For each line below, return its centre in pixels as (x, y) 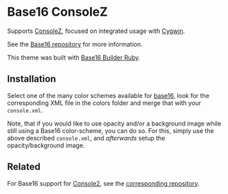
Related (24, 167)
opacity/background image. (46, 145)
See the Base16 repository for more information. (75, 44)
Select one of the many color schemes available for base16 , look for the (108, 95)
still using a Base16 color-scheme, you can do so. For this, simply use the (111, 130)
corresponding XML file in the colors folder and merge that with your (104, 103)
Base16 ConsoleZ (58, 12)
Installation (32, 79)
